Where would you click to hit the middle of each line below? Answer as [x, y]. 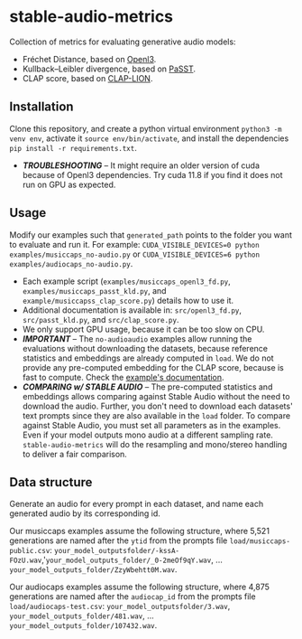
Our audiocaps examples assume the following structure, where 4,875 [140, 587]
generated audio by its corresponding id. [85, 513]
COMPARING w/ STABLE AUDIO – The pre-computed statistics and [147, 387]
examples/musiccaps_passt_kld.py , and [94, 290]
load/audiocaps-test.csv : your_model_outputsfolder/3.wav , [120, 606]
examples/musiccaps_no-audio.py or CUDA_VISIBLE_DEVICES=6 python [134, 254]
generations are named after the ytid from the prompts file [119, 540]
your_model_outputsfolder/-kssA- [117, 551]
